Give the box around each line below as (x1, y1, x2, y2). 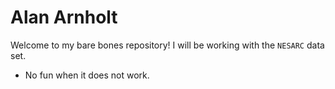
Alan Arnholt (10, 6, 118, 29)
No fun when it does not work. (24, 69, 150, 81)
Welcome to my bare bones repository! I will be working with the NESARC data (10, 39, 325, 51)
